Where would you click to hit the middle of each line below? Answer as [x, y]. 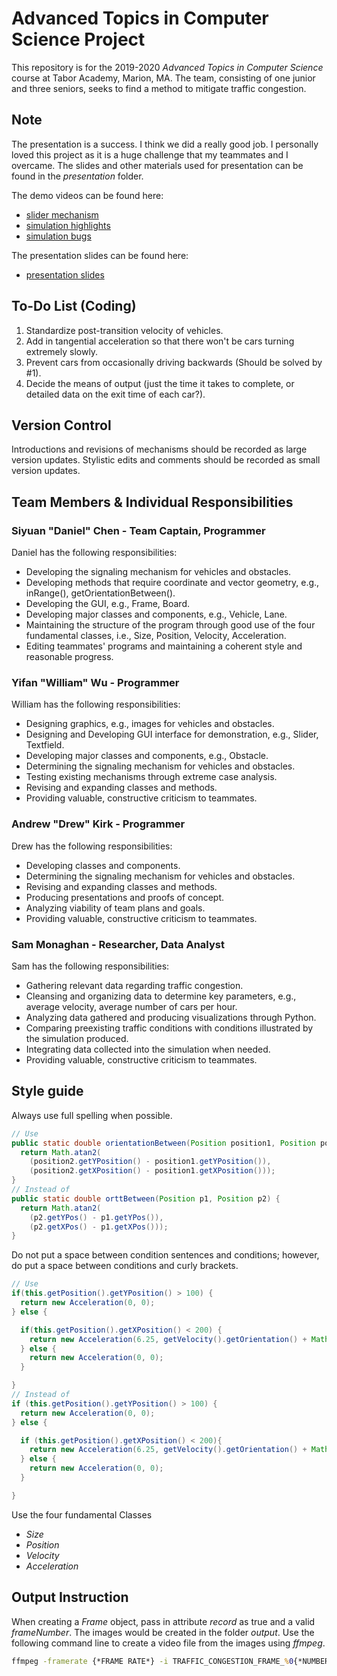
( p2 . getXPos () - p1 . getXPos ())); [99, 1227]
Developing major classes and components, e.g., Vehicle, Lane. [156, 614]
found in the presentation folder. [77, 176]
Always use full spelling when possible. [92, 1115]
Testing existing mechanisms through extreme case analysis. [151, 777]
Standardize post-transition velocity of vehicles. [124, 330]
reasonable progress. [69, 657]
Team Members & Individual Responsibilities [152, 502]
